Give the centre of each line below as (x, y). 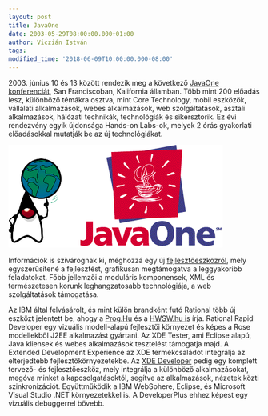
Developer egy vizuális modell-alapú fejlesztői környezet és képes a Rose (129, 327)
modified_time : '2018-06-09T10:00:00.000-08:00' (91, 59)
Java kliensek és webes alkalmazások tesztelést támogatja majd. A (119, 344)
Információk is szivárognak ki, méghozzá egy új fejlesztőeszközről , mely (127, 260)
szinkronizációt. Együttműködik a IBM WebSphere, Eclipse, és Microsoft (127, 386)
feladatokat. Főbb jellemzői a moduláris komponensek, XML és (111, 277)
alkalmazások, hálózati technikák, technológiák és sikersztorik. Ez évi (122, 117)
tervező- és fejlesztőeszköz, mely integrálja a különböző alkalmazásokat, (129, 369)
